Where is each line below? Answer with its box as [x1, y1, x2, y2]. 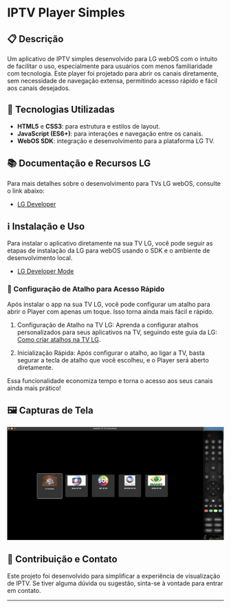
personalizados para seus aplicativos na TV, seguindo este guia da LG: [16, 328, 218, 336]
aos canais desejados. [7, 84, 71, 92]
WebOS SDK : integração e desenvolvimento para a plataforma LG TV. [16, 136, 215, 145]
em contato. [7, 586, 41, 594]
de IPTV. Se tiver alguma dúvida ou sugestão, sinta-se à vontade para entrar [7, 579, 223, 587]
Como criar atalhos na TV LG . [16, 335, 101, 343]
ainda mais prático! [7, 384, 61, 392]
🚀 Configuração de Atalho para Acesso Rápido [7, 284, 165, 294]
